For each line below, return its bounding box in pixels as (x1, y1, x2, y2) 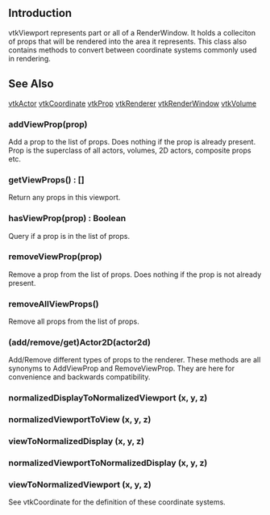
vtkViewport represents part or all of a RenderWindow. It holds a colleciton (8, 27, 256, 37)
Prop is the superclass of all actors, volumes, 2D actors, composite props (8, 145, 251, 155)
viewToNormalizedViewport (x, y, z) (8, 479, 152, 491)
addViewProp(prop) (8, 119, 88, 130)
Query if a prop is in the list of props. (8, 231, 131, 241)
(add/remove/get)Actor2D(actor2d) (8, 337, 152, 348)
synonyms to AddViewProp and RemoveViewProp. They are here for (8, 363, 235, 374)
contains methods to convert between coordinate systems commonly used (8, 44, 257, 55)
